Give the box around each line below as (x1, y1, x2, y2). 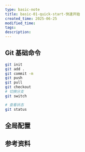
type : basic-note (5, 7, 40, 12)
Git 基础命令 (5, 49, 41, 57)
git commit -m (5, 71, 34, 76)
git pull (5, 80, 23, 85)
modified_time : (5, 20, 36, 26)
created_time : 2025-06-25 (5, 16, 57, 21)
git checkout (5, 84, 31, 90)
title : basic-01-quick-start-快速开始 (5, 12, 81, 17)
